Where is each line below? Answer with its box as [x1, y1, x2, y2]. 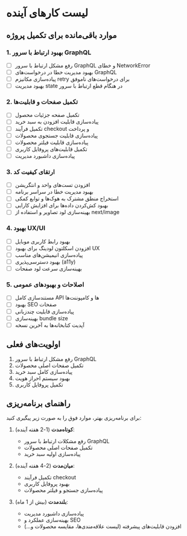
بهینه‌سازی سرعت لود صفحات [14, 265, 83, 273]
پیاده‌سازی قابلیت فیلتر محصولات [14, 139, 89, 146]
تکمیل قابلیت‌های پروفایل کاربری [14, 145, 87, 153]
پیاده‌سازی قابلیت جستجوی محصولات [14, 131, 98, 139]
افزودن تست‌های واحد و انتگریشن [14, 181, 90, 189]
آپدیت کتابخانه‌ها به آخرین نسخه [14, 321, 84, 329]
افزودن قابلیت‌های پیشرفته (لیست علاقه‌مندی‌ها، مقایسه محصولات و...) [24, 523, 182, 530]
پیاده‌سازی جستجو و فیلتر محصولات [24, 487, 103, 494]
